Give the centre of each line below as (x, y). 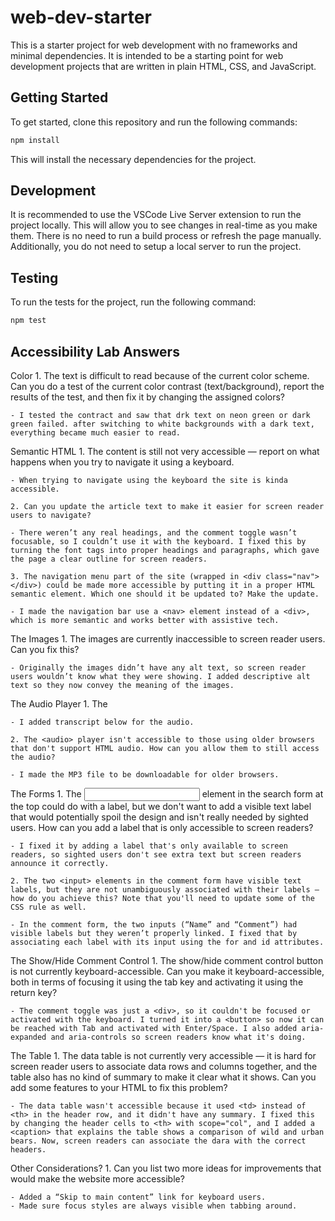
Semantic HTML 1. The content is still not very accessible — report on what (165, 451)
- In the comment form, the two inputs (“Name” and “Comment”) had (154, 924)
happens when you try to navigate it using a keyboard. (122, 462)
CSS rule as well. (48, 907)
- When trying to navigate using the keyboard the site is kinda (149, 480)
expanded (28, 1037)
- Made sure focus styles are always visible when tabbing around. (154, 1206)
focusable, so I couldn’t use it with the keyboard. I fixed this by (158, 541)
